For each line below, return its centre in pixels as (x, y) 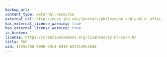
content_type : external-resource (40, 14)
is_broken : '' (20, 33)
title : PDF (16, 42)
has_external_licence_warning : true (43, 24)
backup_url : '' (21, 10)
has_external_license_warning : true (43, 28)
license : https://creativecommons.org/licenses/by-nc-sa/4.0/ (71, 38)
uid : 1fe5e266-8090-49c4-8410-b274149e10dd (51, 47)
